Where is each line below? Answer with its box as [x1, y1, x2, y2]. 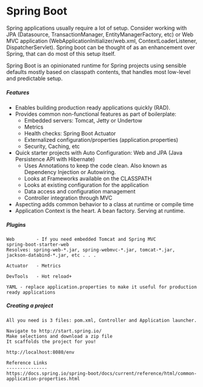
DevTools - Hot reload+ [6, 273, 72, 280]
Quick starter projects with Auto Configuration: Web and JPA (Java [15, 149, 183, 156]
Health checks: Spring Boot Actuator [24, 129, 117, 137]
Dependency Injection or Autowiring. [24, 168, 117, 175]
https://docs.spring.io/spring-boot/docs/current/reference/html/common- [6, 370, 198, 377]
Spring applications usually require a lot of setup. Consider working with [6, 24, 187, 32]
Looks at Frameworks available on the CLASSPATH [24, 175, 152, 182]
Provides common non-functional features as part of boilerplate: [15, 110, 177, 118]
